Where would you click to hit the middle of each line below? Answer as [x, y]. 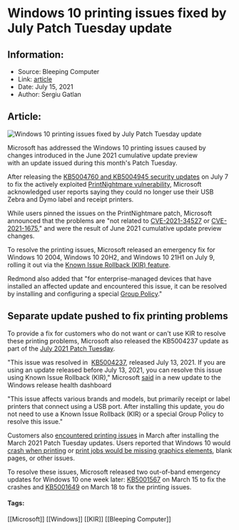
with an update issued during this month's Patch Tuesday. [92, 162]
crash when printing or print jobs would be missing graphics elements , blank [120, 450]
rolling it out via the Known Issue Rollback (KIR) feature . [89, 264]
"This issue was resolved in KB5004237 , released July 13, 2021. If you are [117, 362]
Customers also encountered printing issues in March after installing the [113, 435]
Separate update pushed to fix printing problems [118, 316]
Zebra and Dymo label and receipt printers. [71, 199]
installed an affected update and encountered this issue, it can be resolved [117, 286]
